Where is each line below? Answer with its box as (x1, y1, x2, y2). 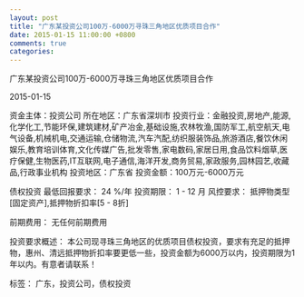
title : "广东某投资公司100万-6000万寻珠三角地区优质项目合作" (9, 22, 221, 31)
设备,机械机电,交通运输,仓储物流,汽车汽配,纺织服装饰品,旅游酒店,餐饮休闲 (16, 133, 289, 144)
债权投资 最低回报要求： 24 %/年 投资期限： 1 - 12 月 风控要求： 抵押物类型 (9, 186, 290, 197)
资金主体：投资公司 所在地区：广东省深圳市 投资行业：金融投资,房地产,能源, (9, 110, 291, 121)
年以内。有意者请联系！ (9, 259, 97, 270)
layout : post (9, 13, 59, 23)
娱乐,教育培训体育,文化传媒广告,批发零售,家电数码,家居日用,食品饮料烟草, (9, 144, 280, 155)
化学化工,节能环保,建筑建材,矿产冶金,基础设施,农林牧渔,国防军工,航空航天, (9, 122, 283, 133)
